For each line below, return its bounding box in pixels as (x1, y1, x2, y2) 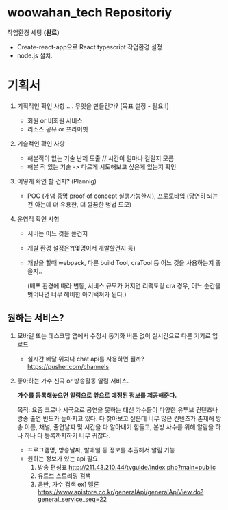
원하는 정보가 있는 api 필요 (27, 454, 98, 463)
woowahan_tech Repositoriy (7, 5, 173, 21)
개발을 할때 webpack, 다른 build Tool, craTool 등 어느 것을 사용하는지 (27, 258, 214, 266)
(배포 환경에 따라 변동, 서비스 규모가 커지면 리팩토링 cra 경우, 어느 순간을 (27, 281, 221, 290)
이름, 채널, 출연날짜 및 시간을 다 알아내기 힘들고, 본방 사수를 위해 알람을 (24, 422, 214, 431)
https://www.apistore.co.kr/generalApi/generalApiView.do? (37, 487, 204, 496)
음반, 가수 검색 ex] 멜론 (37, 480, 99, 488)
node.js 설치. (16, 51, 53, 60)
